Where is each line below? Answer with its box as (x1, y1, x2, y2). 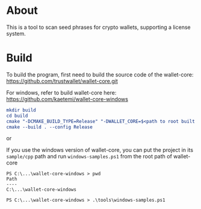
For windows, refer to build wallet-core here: (6, 89, 117, 96)
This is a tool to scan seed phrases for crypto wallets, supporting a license (6, 23, 191, 31)
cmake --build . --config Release (6, 124, 93, 130)
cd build (6, 113, 28, 119)
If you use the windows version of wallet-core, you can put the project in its (6, 146, 194, 154)
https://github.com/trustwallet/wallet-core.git (6, 77, 119, 84)
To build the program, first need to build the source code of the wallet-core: (6, 70, 194, 78)
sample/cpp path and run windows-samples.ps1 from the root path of (6, 153, 173, 160)
